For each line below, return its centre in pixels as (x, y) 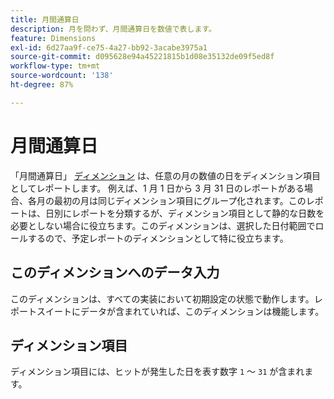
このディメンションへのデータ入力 (115, 272)
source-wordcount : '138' (62, 76)
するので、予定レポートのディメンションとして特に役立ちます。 (158, 238)
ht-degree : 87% (42, 85)
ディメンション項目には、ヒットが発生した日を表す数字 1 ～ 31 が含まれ (157, 372)
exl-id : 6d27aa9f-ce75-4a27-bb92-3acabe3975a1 (109, 47)
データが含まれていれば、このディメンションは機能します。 (202, 311)
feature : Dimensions (53, 38)
